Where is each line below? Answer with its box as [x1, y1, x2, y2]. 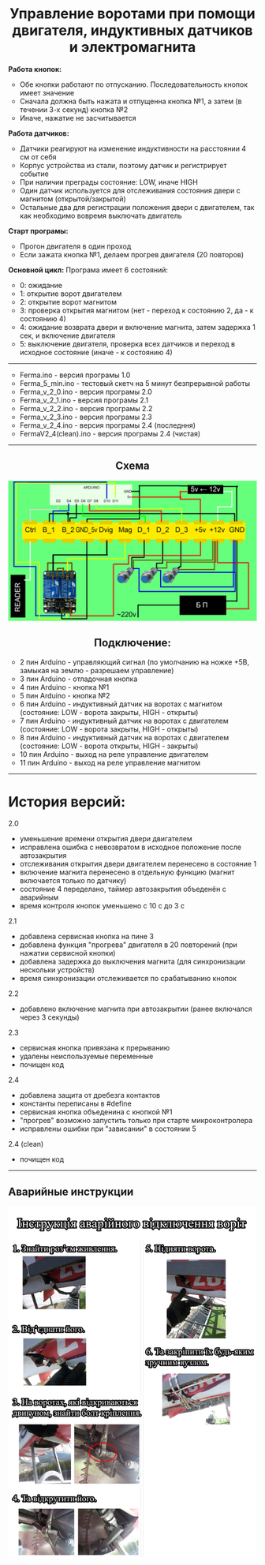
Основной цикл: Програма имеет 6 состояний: [8, 265, 168, 275]
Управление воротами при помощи [9, 5, 256, 23]
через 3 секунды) [19, 1013, 80, 1022]
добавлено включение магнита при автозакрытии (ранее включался [19, 1004, 252, 1014]
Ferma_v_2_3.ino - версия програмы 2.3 [19, 412, 152, 421]
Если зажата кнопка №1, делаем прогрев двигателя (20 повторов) [19, 249, 244, 259]
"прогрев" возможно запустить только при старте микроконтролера [19, 1116, 253, 1125]
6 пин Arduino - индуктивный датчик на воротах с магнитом [19, 699, 223, 709]
